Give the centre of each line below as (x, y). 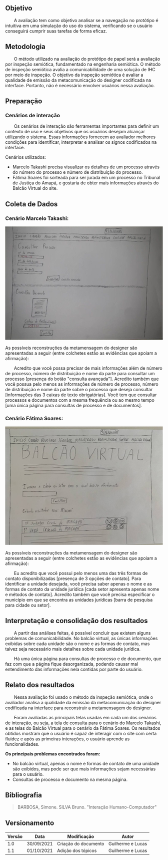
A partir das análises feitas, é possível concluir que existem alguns (82, 633)
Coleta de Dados (31, 204)
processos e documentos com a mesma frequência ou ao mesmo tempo (80, 400)
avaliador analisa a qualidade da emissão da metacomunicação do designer (83, 702)
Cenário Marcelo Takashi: (37, 218)
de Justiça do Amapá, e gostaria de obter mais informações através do (85, 183)
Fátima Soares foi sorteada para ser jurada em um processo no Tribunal (86, 178)
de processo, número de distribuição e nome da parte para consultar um (80, 373)
